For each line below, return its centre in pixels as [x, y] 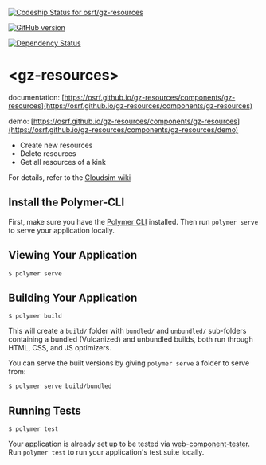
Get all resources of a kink [63, 162]
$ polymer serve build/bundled [60, 386]
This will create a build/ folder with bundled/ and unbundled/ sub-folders [127, 331]
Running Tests [45, 410]
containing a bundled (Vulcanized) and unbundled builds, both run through [131, 339]
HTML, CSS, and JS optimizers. [60, 348]
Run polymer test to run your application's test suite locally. [106, 452]
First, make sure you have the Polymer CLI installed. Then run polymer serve [133, 221]
